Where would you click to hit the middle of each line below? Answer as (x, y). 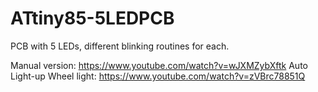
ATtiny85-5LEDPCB (92, 18)
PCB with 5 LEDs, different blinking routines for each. (120, 46)
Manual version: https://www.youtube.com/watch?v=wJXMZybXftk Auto (159, 65)
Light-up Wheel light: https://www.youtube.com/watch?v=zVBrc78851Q (158, 76)
